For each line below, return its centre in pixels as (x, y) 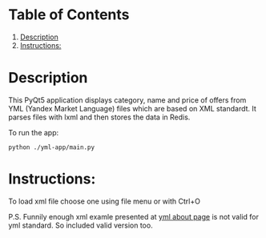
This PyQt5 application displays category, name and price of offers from (127, 100)
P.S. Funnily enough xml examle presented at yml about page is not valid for (133, 216)
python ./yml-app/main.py (51, 147)
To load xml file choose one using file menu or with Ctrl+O (104, 201)
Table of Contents (69, 15)
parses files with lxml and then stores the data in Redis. (99, 117)
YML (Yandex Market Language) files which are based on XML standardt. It (132, 108)
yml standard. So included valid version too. (81, 225)
